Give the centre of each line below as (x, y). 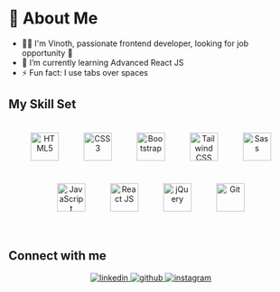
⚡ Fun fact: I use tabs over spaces (84, 72)
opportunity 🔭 (47, 52)
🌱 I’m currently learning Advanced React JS (103, 62)
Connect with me (58, 256)
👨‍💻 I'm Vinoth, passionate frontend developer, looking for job (135, 43)
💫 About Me (53, 18)
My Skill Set (42, 104)
